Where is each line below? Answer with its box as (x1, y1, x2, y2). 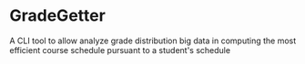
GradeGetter (9, 5, 107, 26)
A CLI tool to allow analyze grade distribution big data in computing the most (9, 35, 297, 46)
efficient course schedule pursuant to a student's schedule (9, 44, 230, 55)
